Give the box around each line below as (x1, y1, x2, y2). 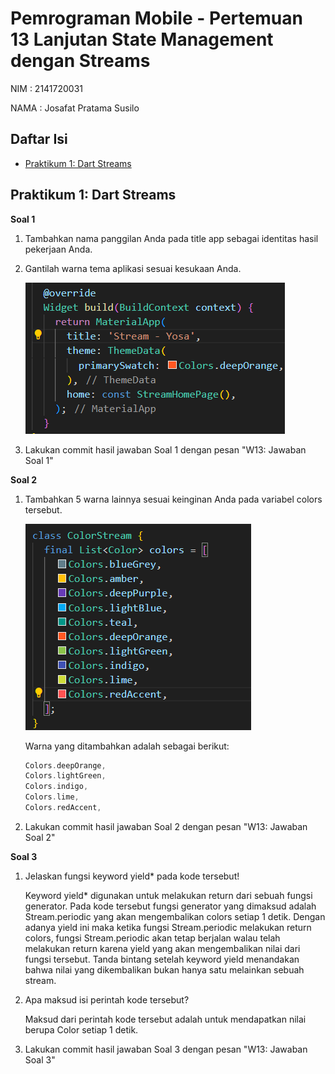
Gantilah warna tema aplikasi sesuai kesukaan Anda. (24, 262, 242, 274)
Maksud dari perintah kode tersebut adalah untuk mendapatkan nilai (24, 1013, 307, 1025)
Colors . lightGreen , (24, 771, 107, 781)
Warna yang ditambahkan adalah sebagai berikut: (24, 740, 230, 752)
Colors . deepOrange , (24, 760, 107, 771)
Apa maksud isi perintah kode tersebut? (24, 993, 190, 1006)
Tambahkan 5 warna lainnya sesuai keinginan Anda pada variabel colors (24, 493, 323, 505)
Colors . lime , (24, 792, 80, 802)
